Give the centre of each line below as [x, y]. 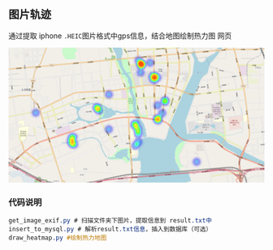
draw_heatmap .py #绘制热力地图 [58, 238]
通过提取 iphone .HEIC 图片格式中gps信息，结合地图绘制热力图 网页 [120, 36]
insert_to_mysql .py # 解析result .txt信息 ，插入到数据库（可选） [110, 229]
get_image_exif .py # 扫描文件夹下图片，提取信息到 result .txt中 [110, 220]
